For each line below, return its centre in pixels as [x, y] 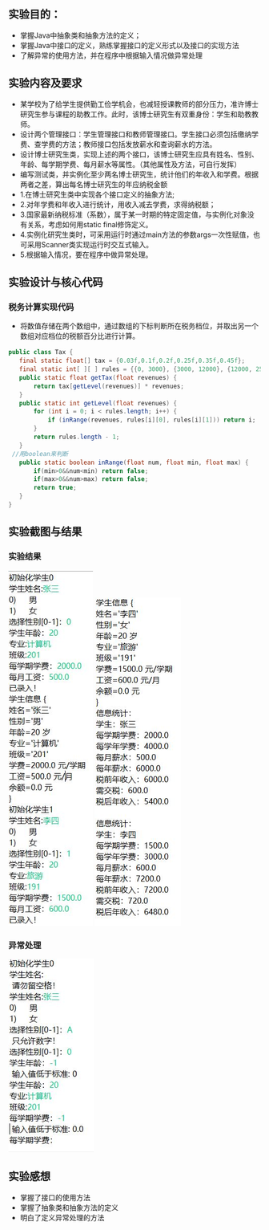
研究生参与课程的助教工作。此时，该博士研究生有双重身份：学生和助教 [136, 114]
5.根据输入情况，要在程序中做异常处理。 [86, 255]
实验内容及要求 [45, 83]
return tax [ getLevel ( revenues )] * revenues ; [108, 386]
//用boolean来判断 [40, 454]
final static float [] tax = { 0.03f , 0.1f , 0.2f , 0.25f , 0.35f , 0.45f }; [132, 361]
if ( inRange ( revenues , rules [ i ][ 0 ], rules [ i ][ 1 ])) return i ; [152, 420]
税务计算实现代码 [41, 307]
